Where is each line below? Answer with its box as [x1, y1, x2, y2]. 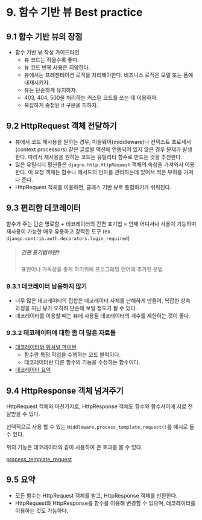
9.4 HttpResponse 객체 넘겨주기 [6, 385, 124, 396]
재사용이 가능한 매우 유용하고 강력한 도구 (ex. [6, 227, 113, 235]
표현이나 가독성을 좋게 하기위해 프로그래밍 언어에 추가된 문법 [21, 265, 163, 273]
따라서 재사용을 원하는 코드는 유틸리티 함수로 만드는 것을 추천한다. [28, 153, 183, 160]
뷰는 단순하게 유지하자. [24, 86, 78, 94]
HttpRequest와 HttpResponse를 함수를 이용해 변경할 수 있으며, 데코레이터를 [14, 499, 196, 507]
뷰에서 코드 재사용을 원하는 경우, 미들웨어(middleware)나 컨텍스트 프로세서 [14, 138, 191, 145]
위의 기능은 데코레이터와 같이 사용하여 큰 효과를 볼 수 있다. [6, 444, 143, 450]
